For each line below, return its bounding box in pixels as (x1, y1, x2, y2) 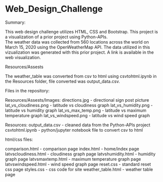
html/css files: (5, 136, 33, 142)
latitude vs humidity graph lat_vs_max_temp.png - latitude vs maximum (5, 107, 147, 113)
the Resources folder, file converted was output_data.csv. (5, 78, 120, 84)
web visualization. (5, 54, 41, 60)
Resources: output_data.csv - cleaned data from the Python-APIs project (5, 122, 150, 128)
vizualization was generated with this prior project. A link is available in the (5, 49, 154, 55)
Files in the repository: (5, 88, 50, 93)
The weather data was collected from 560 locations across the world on (5, 39, 149, 45)
